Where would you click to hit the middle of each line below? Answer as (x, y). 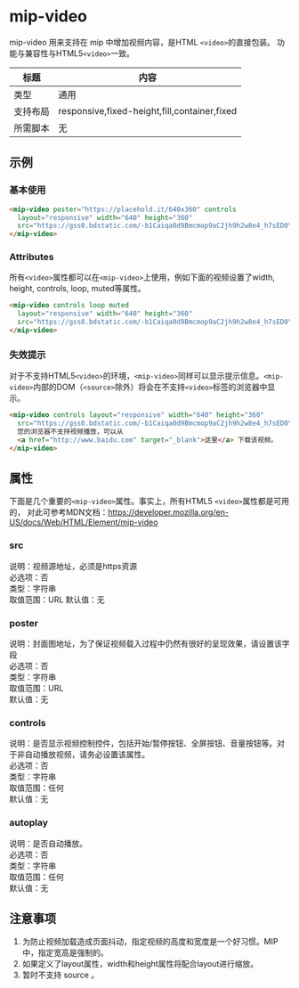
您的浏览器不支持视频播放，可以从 (70, 431)
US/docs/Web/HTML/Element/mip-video (84, 522)
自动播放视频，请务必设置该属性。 (87, 755)
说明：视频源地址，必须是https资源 (73, 566)
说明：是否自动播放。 (48, 843)
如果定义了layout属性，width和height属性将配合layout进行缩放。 (140, 964)
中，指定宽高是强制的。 (65, 953)
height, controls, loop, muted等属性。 (78, 289)
